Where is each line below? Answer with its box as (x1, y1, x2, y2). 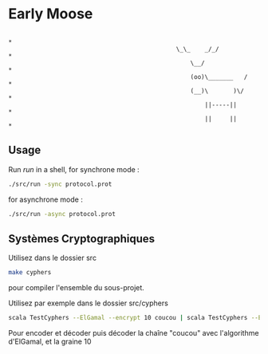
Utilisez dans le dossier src (8, 253, 97, 263)
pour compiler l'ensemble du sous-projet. (8, 283, 145, 293)
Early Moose (8, 5, 93, 23)
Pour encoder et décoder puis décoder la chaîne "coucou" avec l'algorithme (8, 328, 259, 338)
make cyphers (8, 269, 52, 277)
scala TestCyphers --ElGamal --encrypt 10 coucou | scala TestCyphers (8, 314, 248, 322)
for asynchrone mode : (8, 195, 84, 204)
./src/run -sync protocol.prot (8, 180, 112, 188)
